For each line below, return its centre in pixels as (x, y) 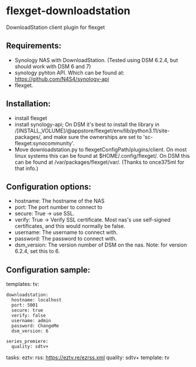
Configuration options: (49, 186)
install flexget (31, 118)
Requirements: (34, 46)
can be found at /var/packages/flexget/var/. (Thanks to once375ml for (99, 162)
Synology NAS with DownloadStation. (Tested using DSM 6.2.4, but (96, 60)
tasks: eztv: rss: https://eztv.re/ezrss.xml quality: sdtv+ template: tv (88, 358)
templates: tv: (23, 284)
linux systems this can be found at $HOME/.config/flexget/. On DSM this (102, 155)
